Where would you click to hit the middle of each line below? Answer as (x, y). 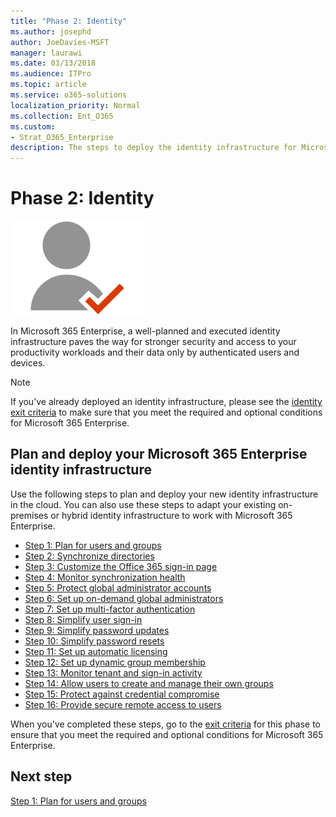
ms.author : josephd (51, 31)
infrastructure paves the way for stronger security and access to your (153, 342)
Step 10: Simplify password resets (94, 641)
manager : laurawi (46, 53)
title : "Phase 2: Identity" (69, 21)
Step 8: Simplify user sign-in (83, 619)
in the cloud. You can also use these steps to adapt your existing (143, 504)
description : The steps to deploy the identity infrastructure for (154, 148)
